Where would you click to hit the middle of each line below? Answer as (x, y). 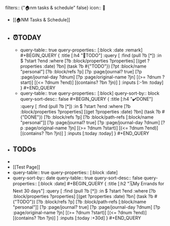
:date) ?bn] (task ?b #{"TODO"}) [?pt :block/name (95, 66)
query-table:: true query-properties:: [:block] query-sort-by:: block (90, 93)
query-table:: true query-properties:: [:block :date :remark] (81, 50)
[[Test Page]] (26, 167)
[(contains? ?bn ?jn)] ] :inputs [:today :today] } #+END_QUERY (85, 133)
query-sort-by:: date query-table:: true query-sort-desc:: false (78, 178)
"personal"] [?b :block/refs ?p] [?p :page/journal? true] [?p (81, 71)
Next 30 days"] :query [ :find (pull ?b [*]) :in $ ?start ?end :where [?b (84, 191)
